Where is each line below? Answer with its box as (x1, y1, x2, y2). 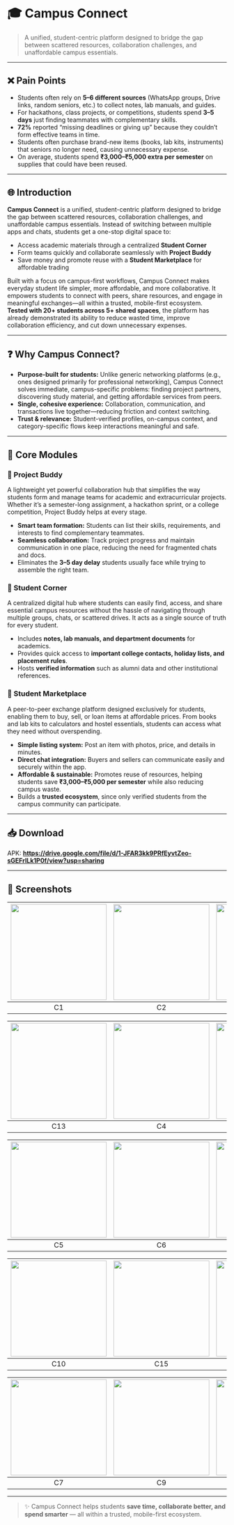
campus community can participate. (17, 799, 121, 808)
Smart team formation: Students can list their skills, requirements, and (17, 522, 221, 530)
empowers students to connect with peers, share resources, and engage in (7, 291, 223, 299)
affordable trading (17, 263, 70, 272)
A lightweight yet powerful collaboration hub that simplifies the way (7, 485, 201, 494)
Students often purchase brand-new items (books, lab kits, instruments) (17, 137, 224, 146)
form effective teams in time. (17, 130, 100, 139)
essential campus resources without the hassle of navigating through (7, 607, 205, 615)
